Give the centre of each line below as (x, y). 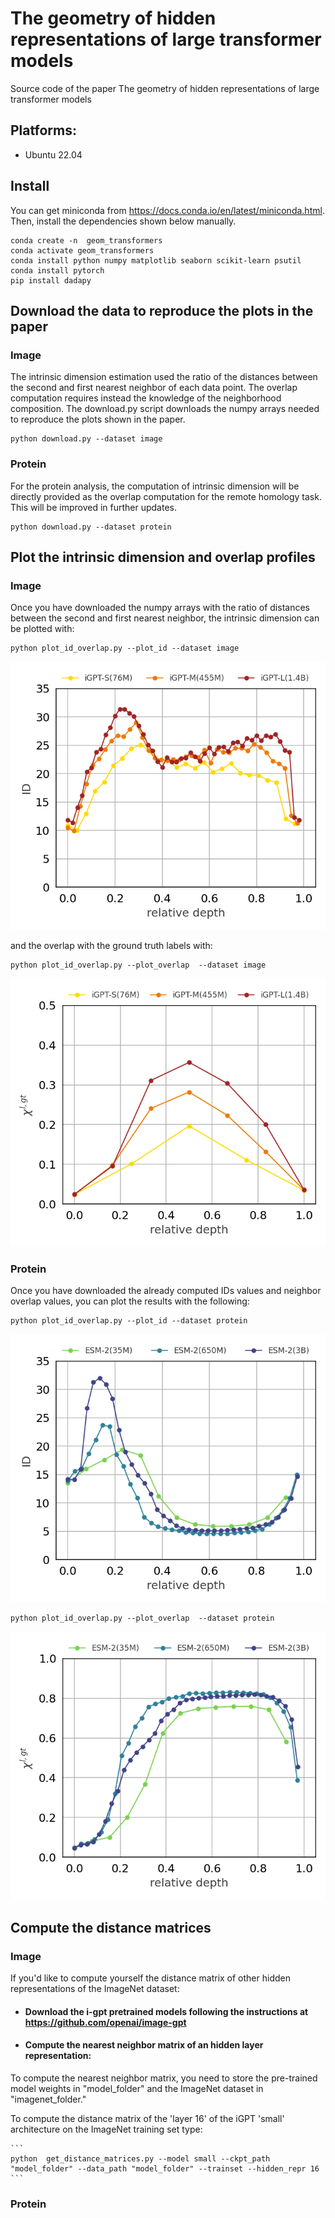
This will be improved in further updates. (94, 507)
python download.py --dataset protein (91, 527)
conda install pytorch (57, 270)
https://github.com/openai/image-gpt (105, 2022)
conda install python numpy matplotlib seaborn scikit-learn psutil (156, 260)
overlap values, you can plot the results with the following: (130, 1301)
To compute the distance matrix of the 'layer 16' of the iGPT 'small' (147, 2118)
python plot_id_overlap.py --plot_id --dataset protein (129, 1321)
